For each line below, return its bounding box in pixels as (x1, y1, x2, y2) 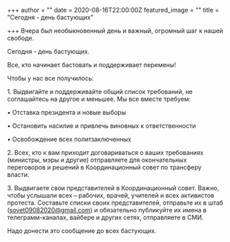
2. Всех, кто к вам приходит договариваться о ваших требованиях (7, 149, 204, 156)
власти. (7, 171, 30, 178)
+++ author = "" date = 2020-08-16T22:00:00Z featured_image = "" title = (7, 6, 220, 14)
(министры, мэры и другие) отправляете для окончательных (7, 156, 187, 164)
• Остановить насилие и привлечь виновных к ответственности (7, 122, 196, 130)
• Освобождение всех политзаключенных (7, 135, 132, 143)
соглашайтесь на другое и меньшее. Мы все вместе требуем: (7, 95, 191, 103)
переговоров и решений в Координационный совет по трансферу (7, 163, 202, 171)
